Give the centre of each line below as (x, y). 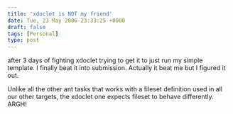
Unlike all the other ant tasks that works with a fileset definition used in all (115, 89)
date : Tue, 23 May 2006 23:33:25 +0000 (66, 21)
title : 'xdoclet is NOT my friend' (60, 14)
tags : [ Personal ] (33, 34)
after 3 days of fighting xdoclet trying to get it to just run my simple (105, 60)
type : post (23, 40)
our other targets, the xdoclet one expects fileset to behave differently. (111, 97)
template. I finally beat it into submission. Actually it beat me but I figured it (116, 68)
